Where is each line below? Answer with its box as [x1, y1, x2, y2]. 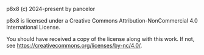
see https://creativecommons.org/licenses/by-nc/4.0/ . [6, 42, 142, 49]
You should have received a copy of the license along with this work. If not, [6, 35, 195, 42]
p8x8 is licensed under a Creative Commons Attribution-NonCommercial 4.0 [6, 17, 198, 24]
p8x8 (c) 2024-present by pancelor [6, 5, 96, 12]
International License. [6, 24, 61, 31]
